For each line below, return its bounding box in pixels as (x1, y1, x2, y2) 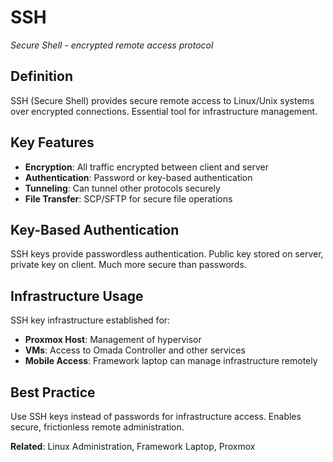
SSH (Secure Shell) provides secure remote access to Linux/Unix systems (10, 94, 315, 106)
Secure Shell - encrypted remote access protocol (10, 39, 214, 51)
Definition (10, 68, 73, 85)
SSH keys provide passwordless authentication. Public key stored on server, (10, 248, 324, 260)
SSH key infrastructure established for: (10, 314, 171, 326)
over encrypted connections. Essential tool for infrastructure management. (10, 105, 318, 117)
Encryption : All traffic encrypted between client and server (24, 161, 270, 173)
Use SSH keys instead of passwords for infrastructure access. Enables (10, 411, 302, 422)
